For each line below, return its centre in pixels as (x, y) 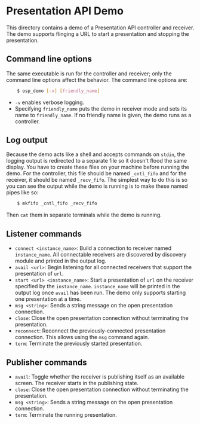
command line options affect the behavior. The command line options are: (97, 80)
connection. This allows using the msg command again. (82, 337)
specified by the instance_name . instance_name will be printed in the (97, 286)
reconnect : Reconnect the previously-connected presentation (90, 331)
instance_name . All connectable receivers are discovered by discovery (101, 255)
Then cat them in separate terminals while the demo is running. (84, 215)
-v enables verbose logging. (50, 102)
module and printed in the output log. (60, 261)
